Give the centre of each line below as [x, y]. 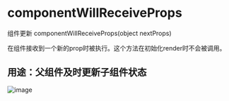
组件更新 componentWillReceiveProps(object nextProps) [89, 33]
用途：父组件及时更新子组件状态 [77, 73]
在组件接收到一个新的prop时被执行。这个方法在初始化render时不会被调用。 [117, 48]
